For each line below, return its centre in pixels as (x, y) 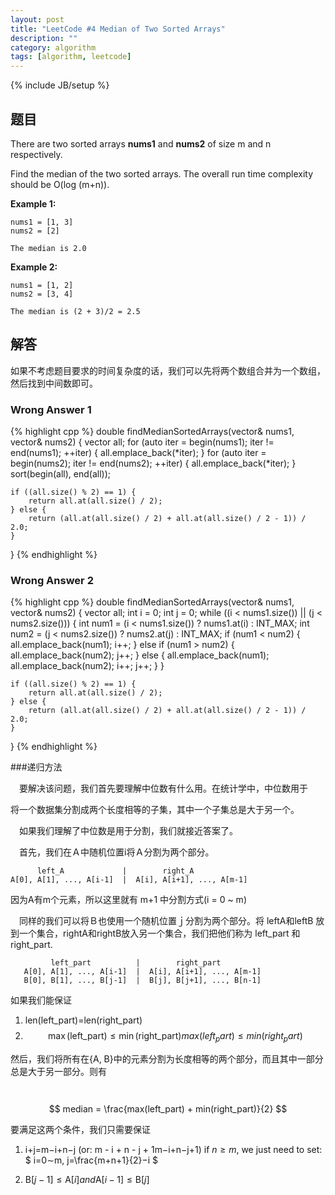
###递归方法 (36, 767)
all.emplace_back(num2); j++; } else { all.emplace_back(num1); (140, 655)
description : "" (44, 38)
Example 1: (33, 203)
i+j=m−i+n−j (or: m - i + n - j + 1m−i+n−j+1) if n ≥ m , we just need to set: (173, 1150)
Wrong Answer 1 (51, 409)
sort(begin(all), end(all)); (60, 474)
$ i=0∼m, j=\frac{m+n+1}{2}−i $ (91, 1160)
